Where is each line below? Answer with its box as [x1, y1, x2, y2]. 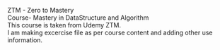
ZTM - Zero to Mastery [7, 6, 74, 14]
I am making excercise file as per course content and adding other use [7, 28, 213, 37]
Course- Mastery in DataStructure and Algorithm [7, 13, 149, 22]
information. [7, 36, 43, 44]
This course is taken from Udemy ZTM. [7, 21, 122, 29]
